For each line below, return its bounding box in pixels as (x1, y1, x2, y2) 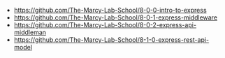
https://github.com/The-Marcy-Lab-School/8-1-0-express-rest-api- (13, 36, 210, 44)
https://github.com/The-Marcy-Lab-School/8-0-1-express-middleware (13, 13, 218, 22)
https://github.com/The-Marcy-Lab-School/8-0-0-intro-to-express (13, 6, 208, 14)
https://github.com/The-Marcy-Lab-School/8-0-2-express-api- (13, 21, 197, 29)
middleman (13, 28, 47, 36)
